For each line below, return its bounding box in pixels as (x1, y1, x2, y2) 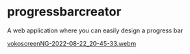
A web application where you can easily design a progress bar (7, 26, 183, 34)
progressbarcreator (7, 4, 121, 20)
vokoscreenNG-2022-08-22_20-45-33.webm (7, 39, 136, 47)
